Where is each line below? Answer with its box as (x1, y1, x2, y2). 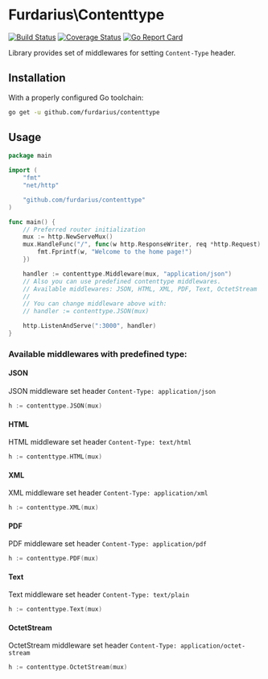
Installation (8, 71, 66, 85)
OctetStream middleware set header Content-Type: (8, 640, 177, 650)
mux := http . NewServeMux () (23, 233, 113, 241)
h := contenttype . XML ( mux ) (8, 503, 99, 512)
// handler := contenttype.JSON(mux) (23, 308, 150, 316)
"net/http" (23, 181, 60, 190)
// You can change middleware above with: (23, 300, 167, 308)
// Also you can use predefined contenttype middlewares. (23, 277, 221, 285)
